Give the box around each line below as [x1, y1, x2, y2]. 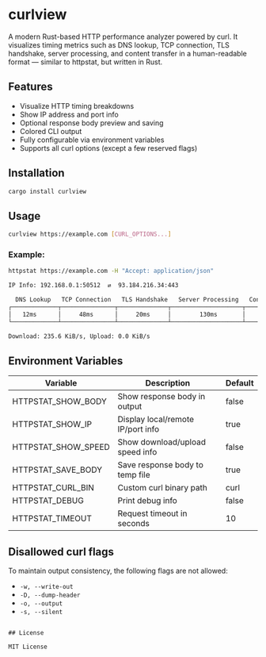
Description [145, 378, 191, 389]
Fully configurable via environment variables [19, 135, 165, 144]
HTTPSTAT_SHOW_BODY [12, 396, 107, 407]
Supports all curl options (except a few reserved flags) [19, 143, 198, 152]
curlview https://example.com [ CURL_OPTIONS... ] [8, 230, 172, 239]
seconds [117, 518, 150, 529]
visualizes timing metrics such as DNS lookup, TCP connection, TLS [8, 40, 230, 49]
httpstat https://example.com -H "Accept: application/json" [8, 267, 215, 275]
